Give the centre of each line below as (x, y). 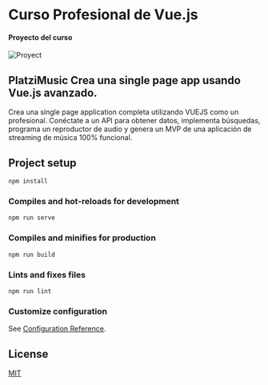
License (28, 354)
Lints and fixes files (47, 275)
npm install (28, 182)
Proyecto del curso (40, 37)
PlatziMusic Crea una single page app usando (125, 80)
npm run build (32, 255)
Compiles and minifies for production (82, 238)
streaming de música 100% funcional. (70, 138)
